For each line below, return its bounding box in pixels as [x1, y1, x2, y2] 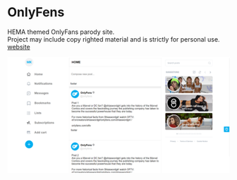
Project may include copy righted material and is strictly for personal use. [7, 35, 220, 43]
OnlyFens [7, 4, 65, 20]
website [7, 42, 30, 51]
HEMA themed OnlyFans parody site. [7, 28, 115, 36]
